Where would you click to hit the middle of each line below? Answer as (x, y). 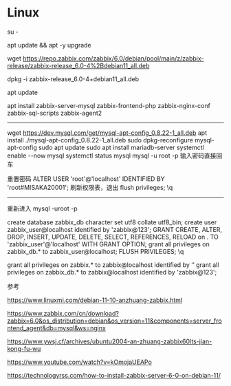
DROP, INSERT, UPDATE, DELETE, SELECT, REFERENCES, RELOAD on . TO (113, 237)
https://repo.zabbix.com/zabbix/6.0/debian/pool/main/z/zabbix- (113, 58)
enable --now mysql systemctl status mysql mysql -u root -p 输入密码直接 (112, 156)
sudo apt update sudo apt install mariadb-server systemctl (121, 147)
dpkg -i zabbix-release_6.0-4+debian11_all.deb (73, 79)
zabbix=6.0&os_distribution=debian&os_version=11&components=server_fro (114, 321)
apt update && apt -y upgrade (49, 45)
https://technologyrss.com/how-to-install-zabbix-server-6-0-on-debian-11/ (114, 375)
